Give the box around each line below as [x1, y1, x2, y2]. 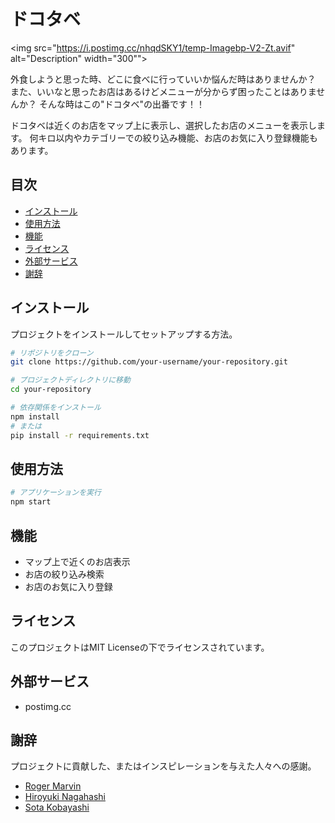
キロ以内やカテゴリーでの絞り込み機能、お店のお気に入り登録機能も [38, 131, 318, 144]
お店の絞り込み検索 [24, 568, 105, 580]
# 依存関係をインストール [10, 403, 102, 413]
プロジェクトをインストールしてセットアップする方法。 [10, 328, 238, 340]
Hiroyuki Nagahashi [24, 791, 106, 803]
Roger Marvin [24, 780, 82, 792]
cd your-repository [10, 385, 92, 395]
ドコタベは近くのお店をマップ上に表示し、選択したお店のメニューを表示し [10, 119, 317, 131]
